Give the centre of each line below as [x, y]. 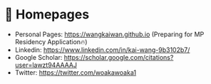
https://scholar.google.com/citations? [119, 57]
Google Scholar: [38, 57]
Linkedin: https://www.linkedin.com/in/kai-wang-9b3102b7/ [102, 50]
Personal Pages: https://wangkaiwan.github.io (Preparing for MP [109, 34]
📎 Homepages [47, 15]
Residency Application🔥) [51, 41]
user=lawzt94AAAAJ [46, 65]
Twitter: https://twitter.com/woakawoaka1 [76, 72]
